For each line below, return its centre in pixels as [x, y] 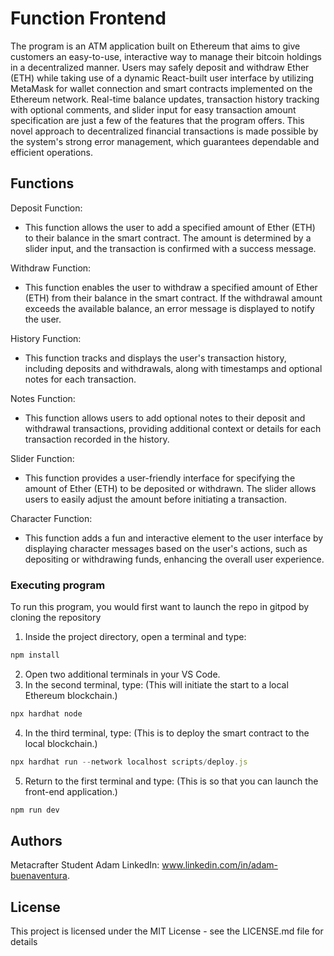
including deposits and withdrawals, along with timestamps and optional [173, 368]
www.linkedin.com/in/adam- [219, 865]
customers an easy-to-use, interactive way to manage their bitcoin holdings [166, 56]
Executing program [58, 585]
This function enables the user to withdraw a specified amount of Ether [171, 287]
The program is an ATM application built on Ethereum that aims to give [155, 46]
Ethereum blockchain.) [71, 695]
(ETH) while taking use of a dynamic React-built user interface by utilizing [162, 78]
